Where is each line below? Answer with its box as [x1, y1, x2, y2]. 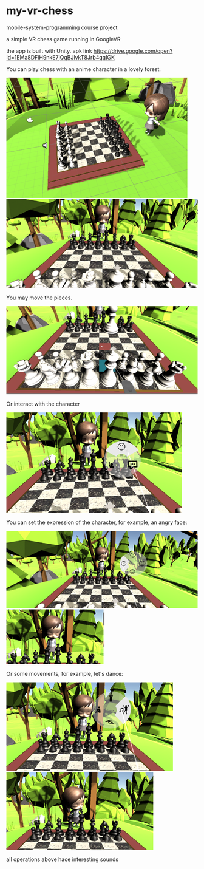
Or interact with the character [6, 400, 80, 407]
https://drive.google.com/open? [93, 47, 173, 55]
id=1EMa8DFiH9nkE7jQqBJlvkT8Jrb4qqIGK [6, 53, 115, 61]
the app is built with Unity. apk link [6, 47, 92, 55]
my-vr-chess [6, 4, 74, 18]
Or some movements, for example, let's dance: [6, 670, 123, 678]
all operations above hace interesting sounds [6, 856, 119, 863]
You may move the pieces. [6, 294, 73, 301]
